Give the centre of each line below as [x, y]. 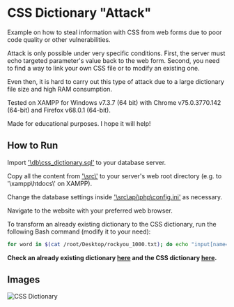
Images [24, 280]
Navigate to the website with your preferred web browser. [90, 210]
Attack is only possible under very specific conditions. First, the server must [116, 53]
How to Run [33, 146]
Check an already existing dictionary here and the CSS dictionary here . [112, 257]
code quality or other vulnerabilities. [59, 39]
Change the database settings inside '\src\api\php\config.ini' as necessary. [115, 197]
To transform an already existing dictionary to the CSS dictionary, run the [112, 224]
